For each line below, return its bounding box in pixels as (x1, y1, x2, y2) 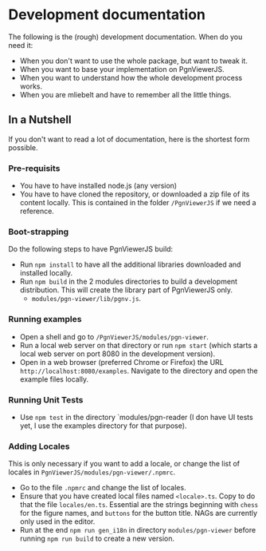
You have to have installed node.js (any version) (19, 181, 178, 191)
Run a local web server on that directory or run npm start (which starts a (19, 340, 258, 350)
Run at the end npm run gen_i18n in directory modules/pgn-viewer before (19, 525, 256, 535)
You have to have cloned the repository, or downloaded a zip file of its (19, 189, 250, 199)
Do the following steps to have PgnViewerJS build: (8, 244, 174, 254)
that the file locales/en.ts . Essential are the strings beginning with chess (19, 500, 259, 509)
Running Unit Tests (8, 394, 84, 405)
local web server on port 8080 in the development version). (19, 349, 216, 359)
